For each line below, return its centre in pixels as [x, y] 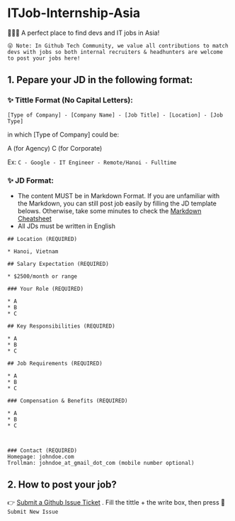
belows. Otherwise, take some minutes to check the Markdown [109, 210]
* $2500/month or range [42, 276]
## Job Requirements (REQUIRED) [55, 363]
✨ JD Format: [31, 181]
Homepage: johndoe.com [41, 456]
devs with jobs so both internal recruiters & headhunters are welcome [115, 52]
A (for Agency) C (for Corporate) [55, 148]
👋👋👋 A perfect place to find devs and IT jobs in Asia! [84, 33]
